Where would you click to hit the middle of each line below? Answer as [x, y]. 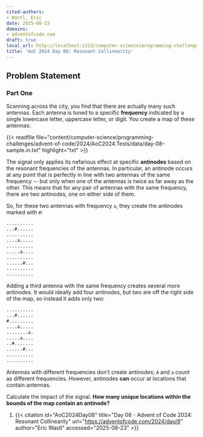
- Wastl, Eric [24, 18]
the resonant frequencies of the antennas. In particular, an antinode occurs [100, 168]
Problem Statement [43, 76]
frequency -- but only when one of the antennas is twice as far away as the [100, 181]
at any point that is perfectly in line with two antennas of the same [88, 175]
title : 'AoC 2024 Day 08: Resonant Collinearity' [70, 52]
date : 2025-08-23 [28, 23]
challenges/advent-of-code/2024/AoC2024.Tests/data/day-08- [85, 144]
